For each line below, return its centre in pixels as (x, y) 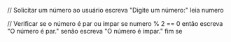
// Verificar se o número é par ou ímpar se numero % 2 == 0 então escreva (115, 23)
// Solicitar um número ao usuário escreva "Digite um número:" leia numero (115, 10)
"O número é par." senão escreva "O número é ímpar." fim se (95, 31)
